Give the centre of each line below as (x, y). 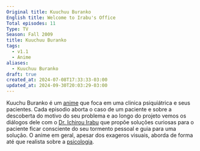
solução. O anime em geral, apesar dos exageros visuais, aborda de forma (100, 135)
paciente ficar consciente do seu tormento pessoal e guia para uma (91, 129)
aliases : (17, 63)
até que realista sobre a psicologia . (50, 142)
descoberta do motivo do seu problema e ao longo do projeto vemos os (96, 116)
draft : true (21, 74)
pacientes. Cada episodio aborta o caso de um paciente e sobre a (89, 109)
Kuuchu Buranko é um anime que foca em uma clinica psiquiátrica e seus (98, 103)
